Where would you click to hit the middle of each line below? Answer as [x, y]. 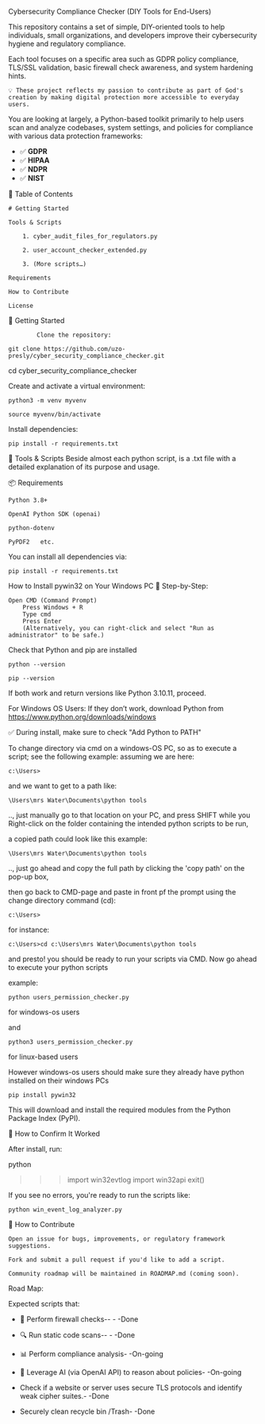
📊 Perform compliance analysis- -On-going [92, 1354]
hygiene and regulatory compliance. [67, 44]
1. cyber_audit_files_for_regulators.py [90, 237]
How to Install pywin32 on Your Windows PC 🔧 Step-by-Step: [108, 586]
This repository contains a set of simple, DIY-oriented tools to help [117, 27]
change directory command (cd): [62, 901]
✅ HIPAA [35, 160]
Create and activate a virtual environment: [77, 386]
